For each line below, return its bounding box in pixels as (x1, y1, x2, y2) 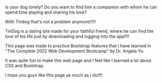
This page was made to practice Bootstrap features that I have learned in (5, 43, 151, 48)
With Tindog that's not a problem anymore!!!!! (5, 19, 96, 24)
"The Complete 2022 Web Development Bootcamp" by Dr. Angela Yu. (5, 48, 145, 54)
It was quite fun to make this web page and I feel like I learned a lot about (5, 58, 152, 63)
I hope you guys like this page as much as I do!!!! (5, 72, 103, 78)
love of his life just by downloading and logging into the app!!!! (5, 34, 130, 39)
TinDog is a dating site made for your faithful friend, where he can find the (5, 28, 154, 34)
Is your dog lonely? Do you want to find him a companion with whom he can (5, 4, 157, 10)
